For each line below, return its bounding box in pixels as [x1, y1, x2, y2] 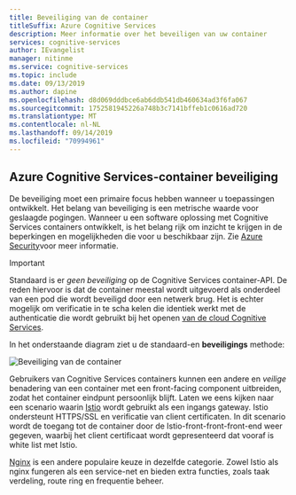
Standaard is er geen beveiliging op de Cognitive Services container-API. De [9, 274, 288, 285]
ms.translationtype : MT [9, 112, 97, 121]
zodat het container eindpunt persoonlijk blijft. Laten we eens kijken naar [9, 392, 275, 403]
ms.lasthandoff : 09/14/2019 [9, 129, 113, 137]
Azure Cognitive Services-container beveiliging [9, 169, 279, 185]
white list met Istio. [9, 439, 78, 450]
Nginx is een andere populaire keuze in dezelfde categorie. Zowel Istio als [9, 456, 279, 467]
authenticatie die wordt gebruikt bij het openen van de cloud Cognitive [9, 312, 267, 323]
